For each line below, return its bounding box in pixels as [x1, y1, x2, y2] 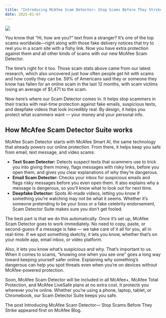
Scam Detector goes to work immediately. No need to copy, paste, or [5, 221, 146, 227]
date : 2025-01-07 [5, 12, 41, 17]
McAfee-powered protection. [5, 267, 64, 273]
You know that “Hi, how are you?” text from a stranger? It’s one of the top [5, 35, 154, 40]
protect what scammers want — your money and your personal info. [5, 112, 144, 118]
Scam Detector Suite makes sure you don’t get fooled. [12, 206, 123, 212]
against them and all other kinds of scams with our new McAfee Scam [5, 50, 147, 56]
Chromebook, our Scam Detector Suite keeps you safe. [5, 292, 118, 299]
